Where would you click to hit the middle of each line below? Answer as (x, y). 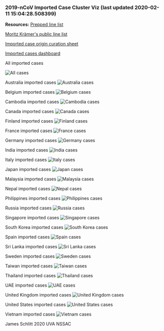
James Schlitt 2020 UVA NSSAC (38, 324)
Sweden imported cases (30, 256)
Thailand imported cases (31, 276)
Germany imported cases (31, 141)
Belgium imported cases (30, 92)
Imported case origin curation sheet (42, 44)
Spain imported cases (28, 237)
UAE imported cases (26, 285)
